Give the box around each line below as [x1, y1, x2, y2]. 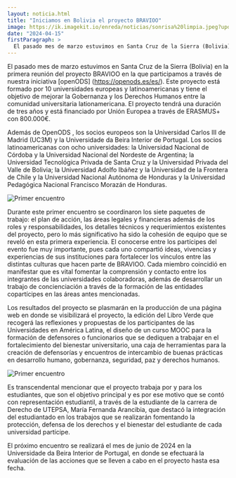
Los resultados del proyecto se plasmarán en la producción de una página [7, 304, 222, 311]
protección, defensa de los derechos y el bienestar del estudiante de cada [7, 420, 223, 429]
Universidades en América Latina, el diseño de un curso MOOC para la [7, 326, 212, 334]
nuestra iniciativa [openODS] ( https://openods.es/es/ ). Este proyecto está [7, 77, 221, 85]
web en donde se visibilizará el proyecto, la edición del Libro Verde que [7, 311, 214, 319]
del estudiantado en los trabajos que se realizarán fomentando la [7, 413, 195, 421]
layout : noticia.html [7, 10, 71, 18]
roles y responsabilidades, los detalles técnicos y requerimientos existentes [7, 223, 226, 231]
